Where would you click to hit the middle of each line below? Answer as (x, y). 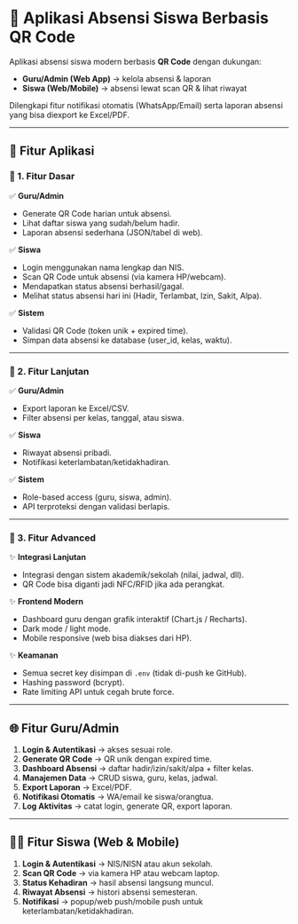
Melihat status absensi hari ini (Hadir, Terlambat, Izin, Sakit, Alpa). (142, 296)
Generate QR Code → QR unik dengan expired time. (117, 759)
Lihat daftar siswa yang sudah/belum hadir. (101, 223)
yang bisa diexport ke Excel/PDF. (70, 115)
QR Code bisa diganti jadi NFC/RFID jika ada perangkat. (123, 584)
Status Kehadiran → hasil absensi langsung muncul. (118, 882)
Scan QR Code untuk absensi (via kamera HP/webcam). (124, 276)
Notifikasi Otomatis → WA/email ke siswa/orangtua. (118, 797)
